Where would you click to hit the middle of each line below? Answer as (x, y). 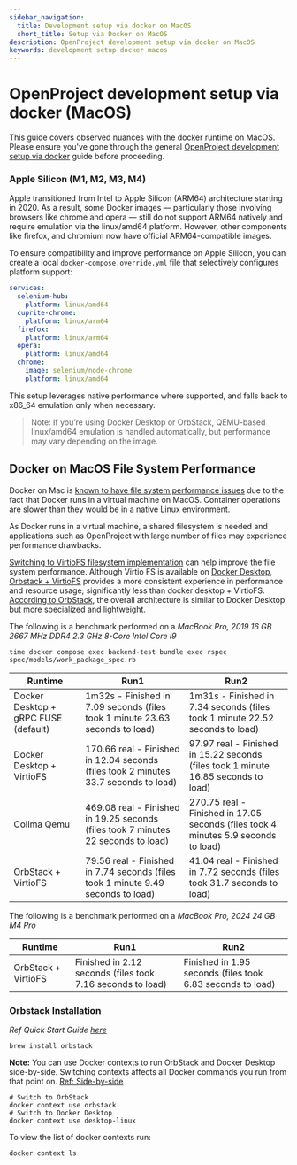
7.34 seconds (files (229, 706)
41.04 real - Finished (233, 860)
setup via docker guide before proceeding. (87, 157)
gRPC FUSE (38, 718)
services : (27, 289)
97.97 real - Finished (233, 743)
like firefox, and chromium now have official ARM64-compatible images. (141, 236)
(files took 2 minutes (128, 771)
